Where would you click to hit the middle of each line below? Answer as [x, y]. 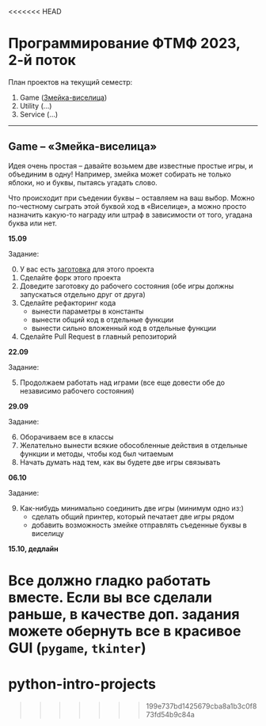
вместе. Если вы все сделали [110, 597]
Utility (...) [36, 105]
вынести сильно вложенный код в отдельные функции [123, 328]
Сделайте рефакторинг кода [68, 302]
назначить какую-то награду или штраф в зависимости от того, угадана [131, 215]
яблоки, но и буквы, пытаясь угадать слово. [83, 182]
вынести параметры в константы [87, 311]
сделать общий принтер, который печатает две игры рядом [133, 516]
